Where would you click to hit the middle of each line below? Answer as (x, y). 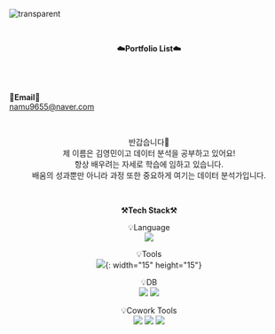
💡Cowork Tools (149, 311)
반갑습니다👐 (149, 142)
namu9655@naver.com (52, 107)
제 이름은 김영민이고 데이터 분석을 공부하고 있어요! (149, 153)
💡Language (149, 227)
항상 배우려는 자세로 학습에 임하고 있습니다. (149, 164)
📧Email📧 (25, 97)
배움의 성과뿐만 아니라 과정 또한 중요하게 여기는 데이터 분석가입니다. (149, 175)
